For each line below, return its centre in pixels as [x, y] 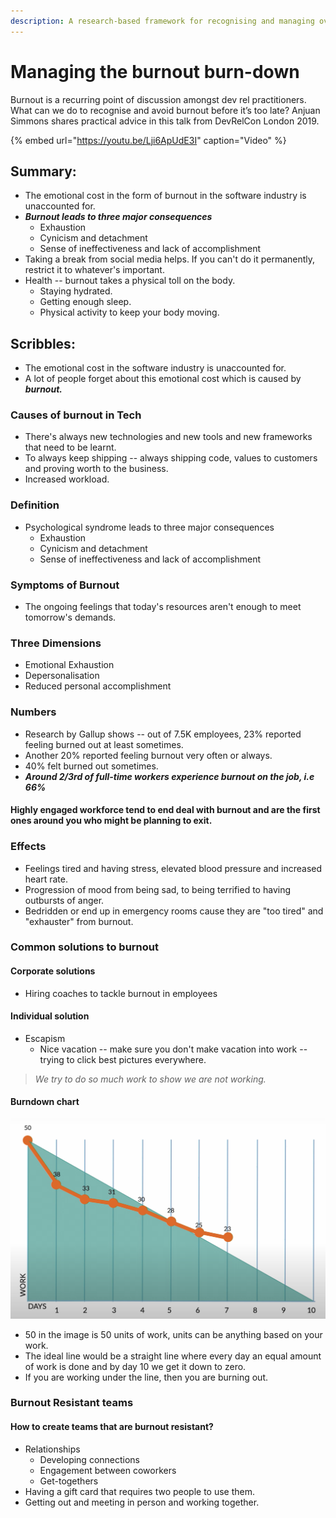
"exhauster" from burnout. [79, 921]
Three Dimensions [56, 643]
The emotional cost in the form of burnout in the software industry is [165, 196]
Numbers [33, 712]
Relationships [52, 1449]
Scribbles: [43, 343]
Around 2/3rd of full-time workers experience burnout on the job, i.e [169, 776]
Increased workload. [67, 479]
